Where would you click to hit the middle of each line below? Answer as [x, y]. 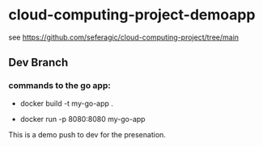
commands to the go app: [59, 86]
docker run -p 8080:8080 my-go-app [83, 119]
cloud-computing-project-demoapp [132, 15]
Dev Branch [38, 63]
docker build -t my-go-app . [66, 103]
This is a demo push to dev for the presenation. [87, 134]
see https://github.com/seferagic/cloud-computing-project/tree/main [124, 37]
